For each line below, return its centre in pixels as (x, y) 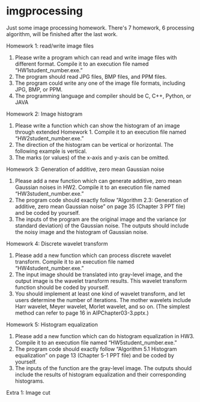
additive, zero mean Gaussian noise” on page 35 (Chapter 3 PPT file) (100, 206)
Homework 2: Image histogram (44, 114)
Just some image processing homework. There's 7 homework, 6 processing (100, 28)
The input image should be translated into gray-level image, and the (99, 274)
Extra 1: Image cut (29, 392)
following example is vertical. (51, 151)
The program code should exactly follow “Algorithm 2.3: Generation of (102, 200)
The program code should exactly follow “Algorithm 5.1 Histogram (96, 349)
